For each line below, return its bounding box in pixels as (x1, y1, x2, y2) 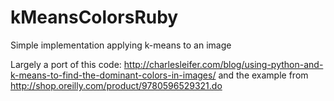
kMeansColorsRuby (10, 6, 179, 29)
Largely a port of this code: (10, 58, 122, 70)
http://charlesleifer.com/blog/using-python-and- (123, 58, 324, 70)
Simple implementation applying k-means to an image (10, 39, 232, 51)
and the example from (218, 69, 309, 81)
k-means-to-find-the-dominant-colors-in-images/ (10, 69, 217, 81)
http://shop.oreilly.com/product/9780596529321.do (10, 79, 223, 91)
